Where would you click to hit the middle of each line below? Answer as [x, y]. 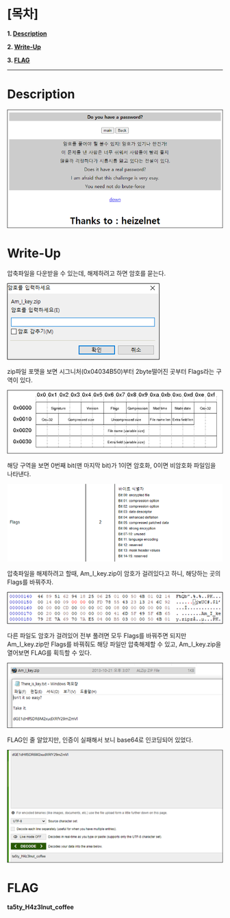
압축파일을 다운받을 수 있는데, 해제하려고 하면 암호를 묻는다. [87, 273]
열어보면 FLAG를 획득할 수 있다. [50, 653]
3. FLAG [18, 60]
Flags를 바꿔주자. [30, 582]
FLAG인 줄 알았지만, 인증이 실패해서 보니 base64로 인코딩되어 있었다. [100, 740]
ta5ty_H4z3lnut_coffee [40, 907]
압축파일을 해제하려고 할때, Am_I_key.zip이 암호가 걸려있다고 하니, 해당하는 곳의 [114, 574]
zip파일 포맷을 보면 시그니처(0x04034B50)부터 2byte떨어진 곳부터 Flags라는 [111, 371]
